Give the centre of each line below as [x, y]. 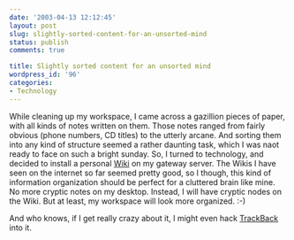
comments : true [37, 50]
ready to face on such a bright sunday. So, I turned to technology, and [136, 154]
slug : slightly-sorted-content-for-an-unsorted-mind [108, 34]
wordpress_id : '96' [45, 75]
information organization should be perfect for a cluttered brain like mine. [142, 182]
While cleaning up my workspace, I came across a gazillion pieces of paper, [147, 116]
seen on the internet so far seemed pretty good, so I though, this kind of [140, 173]
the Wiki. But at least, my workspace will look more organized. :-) [128, 201]
